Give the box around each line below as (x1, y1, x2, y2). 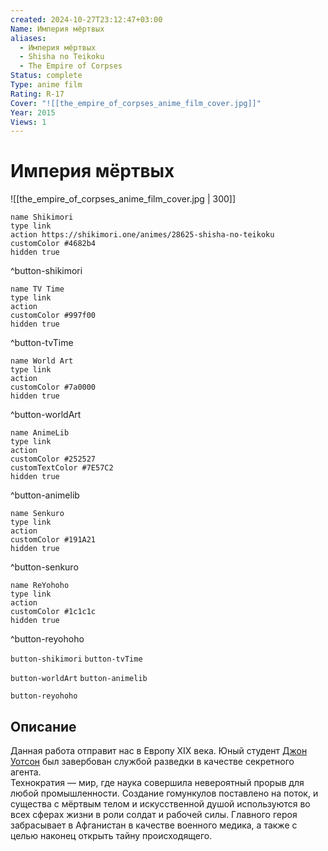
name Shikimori (10, 212, 74, 223)
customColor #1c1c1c (10, 607, 97, 617)
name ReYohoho (10, 581, 70, 591)
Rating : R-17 (10, 89, 65, 99)
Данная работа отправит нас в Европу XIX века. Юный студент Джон (10, 745, 308, 756)
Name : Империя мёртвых (10, 24, 105, 34)
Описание (10, 718, 77, 735)
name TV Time (10, 284, 65, 295)
